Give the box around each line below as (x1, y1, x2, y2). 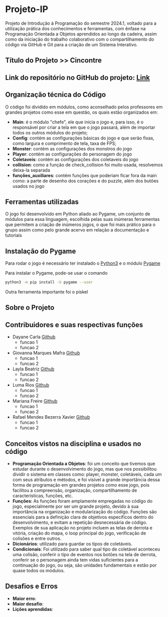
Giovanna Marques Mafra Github (12, 350, 80, 356)
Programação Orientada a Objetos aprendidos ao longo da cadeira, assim (5, 31, 157, 37)
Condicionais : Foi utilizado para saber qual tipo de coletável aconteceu (12, 546, 160, 552)
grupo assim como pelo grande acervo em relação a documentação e (5, 227, 149, 233)
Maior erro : (12, 595, 37, 601)
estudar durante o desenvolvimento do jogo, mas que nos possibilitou (12, 466, 157, 472)
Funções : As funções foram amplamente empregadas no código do (12, 498, 153, 504)
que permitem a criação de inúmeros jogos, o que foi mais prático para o (5, 221, 156, 227)
